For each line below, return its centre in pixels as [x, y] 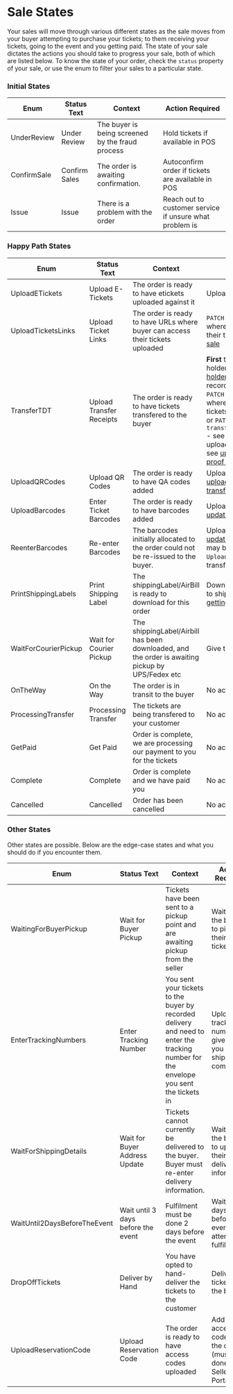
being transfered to [164, 714]
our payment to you [164, 752]
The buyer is [117, 124]
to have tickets [156, 406]
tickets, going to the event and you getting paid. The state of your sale [107, 46]
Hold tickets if [185, 133]
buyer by [180, 1005]
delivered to [185, 1147]
